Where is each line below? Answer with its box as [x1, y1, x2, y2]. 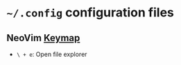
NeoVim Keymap [6, 32, 80, 44]
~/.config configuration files [6, 5, 175, 21]
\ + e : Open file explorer [16, 50, 87, 58]
